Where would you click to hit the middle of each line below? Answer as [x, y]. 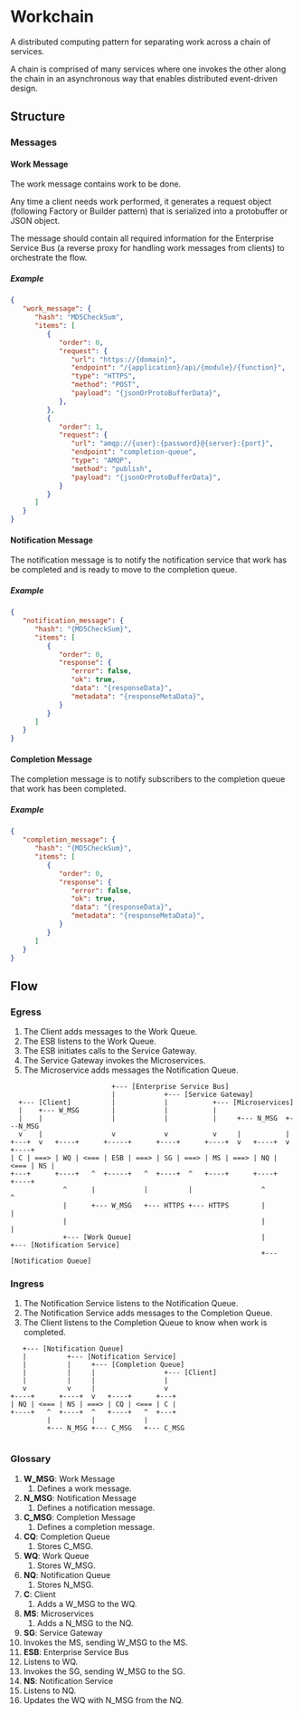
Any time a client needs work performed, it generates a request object [141, 202]
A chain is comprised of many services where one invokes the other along [148, 69]
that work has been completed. [68, 789]
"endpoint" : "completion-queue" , [134, 452]
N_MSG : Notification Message [80, 1497]
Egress [26, 1012]
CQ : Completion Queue [67, 1536]
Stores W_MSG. [66, 1565]
